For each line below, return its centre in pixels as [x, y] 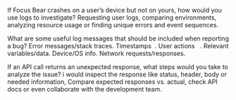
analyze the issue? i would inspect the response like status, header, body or [117, 74]
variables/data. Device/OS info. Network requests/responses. [97, 53]
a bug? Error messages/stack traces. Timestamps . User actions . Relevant [118, 46]
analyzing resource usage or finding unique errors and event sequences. [113, 25]
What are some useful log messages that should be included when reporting [118, 38]
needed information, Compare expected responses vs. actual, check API [113, 82]
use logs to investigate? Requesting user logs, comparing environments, [112, 17]
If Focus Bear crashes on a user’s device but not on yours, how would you [114, 10]
